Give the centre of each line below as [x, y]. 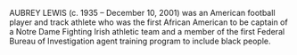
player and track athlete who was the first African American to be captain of [148, 22]
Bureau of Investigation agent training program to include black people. [140, 41]
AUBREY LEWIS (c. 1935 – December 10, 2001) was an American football [142, 13]
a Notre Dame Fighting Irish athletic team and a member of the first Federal [147, 31]
